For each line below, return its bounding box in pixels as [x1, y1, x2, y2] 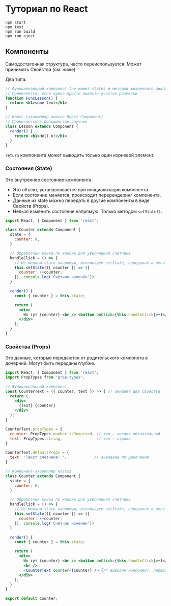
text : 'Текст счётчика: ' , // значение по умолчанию [10, 455, 149, 460]
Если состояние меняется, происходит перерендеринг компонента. [12, 192, 161, 198]
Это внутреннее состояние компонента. [5, 176, 93, 183]
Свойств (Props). [12, 203, 49, 209]
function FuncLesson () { [5, 96, 58, 101]
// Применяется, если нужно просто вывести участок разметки [5, 91, 138, 96]
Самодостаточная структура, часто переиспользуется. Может [5, 61, 141, 67]
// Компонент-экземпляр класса [5, 469, 72, 474]
